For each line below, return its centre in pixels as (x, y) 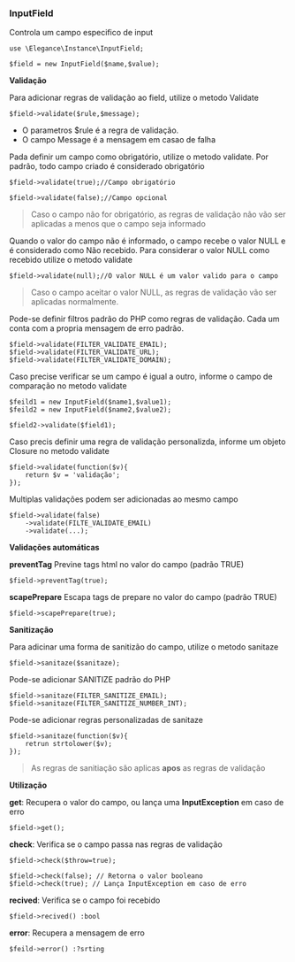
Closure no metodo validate (60, 451)
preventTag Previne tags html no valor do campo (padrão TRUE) (127, 565)
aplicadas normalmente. (75, 302)
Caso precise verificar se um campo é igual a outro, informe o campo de (141, 377)
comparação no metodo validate (68, 386)
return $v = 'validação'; (73, 475)
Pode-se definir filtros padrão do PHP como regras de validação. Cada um (144, 319)
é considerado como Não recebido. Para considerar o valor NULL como (140, 250)
